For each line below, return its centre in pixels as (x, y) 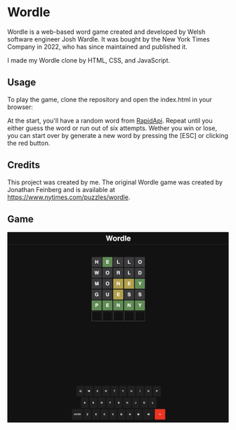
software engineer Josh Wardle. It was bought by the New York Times (109, 39)
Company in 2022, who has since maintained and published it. (97, 46)
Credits (24, 165)
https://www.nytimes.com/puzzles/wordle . (69, 197)
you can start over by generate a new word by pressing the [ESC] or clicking (118, 135)
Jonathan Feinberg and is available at (61, 189)
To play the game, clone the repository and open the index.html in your (110, 99)
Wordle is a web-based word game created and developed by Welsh (106, 32)
